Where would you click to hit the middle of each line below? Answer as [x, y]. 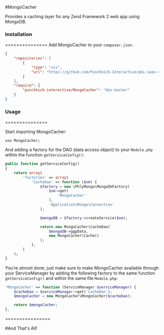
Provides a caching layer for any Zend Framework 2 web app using [72, 16]
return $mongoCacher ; [36, 305]
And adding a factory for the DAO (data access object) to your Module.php [79, 150]
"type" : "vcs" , [47, 67]
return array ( [28, 173]
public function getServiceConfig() [42, 164]
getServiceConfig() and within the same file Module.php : [61, 278]
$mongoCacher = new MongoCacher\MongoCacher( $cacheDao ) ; [73, 296]
